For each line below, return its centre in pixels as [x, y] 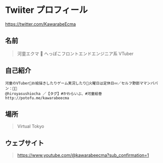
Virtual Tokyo [31, 127]
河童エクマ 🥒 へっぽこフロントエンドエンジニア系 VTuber [75, 53]
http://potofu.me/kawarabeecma [37, 98]
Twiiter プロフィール [47, 10]
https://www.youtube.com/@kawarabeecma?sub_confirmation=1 [83, 155]
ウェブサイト [25, 143]
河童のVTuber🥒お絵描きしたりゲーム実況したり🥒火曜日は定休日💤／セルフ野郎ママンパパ [82, 83]
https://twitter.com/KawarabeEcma [41, 24]
